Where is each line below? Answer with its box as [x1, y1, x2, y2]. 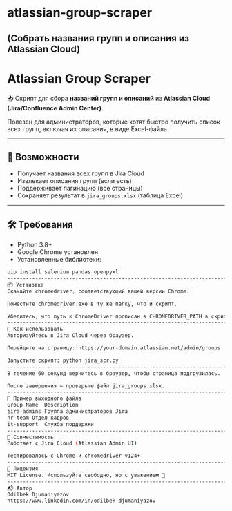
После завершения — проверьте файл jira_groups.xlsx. [7, 382, 166, 389]
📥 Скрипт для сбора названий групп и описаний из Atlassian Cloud [7, 94, 211, 102]
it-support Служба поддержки [7, 421, 95, 427]
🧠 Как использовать [7, 326, 64, 333]
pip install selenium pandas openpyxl [7, 269, 119, 276]
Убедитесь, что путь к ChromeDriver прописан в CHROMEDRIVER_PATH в [7, 313, 209, 320]
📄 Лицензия [7, 465, 39, 472]
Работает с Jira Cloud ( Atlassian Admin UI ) [7, 440, 137, 447]
